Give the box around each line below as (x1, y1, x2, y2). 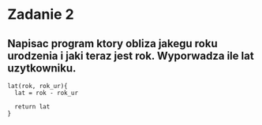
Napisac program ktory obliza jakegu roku (7, 37, 218, 50)
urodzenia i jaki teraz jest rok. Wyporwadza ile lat (7, 49, 254, 62)
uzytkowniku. (7, 61, 77, 75)
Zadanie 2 (7, 6, 74, 24)
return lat (14, 103, 51, 111)
